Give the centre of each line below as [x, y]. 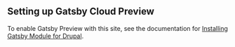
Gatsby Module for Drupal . [46, 36]
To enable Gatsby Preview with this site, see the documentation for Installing [117, 28]
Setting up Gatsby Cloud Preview [81, 12]
